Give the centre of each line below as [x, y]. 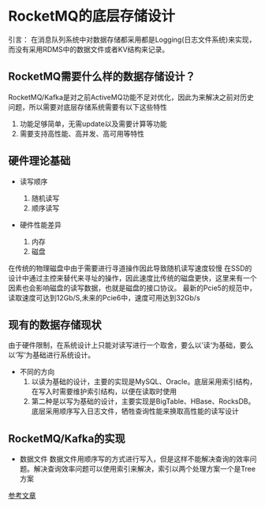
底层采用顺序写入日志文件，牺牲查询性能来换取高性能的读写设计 [135, 412]
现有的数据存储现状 [55, 324]
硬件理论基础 [39, 161]
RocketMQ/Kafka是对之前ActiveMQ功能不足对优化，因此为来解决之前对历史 [131, 97]
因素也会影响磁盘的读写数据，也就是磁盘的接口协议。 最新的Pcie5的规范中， [132, 288]
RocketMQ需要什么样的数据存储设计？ [102, 77]
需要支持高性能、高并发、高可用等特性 [82, 133]
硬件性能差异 [40, 225]
